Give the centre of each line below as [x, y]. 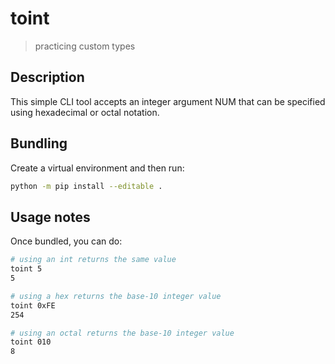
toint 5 [26, 269]
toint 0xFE [33, 305]
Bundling [39, 143]
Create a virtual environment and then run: [97, 168]
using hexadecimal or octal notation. [85, 112]
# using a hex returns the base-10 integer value [116, 296]
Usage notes [50, 217]
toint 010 [31, 342]
